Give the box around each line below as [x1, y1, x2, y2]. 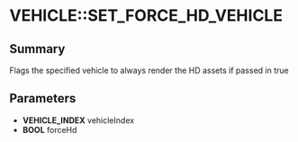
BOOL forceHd [22, 124, 77, 135]
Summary [9, 41, 66, 57]
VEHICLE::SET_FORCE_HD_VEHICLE [9, 5, 284, 26]
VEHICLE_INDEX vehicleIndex [22, 114, 135, 126]
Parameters [9, 91, 77, 106]
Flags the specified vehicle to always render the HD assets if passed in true [9, 65, 290, 75]
